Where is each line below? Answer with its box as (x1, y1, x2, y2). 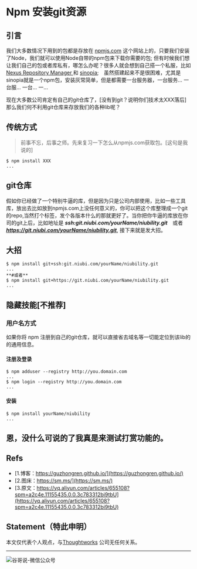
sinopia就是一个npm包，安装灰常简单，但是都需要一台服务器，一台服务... (6, 77, 183, 83)
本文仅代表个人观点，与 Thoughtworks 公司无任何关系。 (6, 539, 141, 546)
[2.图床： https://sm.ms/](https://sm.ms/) (14, 477, 113, 484)
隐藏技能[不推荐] (6, 300, 66, 310)
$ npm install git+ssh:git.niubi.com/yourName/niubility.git (6, 261, 159, 267)
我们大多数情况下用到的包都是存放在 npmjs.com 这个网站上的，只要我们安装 (6, 47, 190, 54)
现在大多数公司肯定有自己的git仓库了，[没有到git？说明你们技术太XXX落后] (6, 96, 186, 103)
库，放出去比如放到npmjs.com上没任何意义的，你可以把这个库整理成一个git (6, 205, 188, 212)
